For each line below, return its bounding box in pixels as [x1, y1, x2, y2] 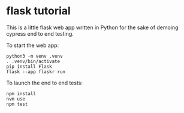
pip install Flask [6, 64, 52, 70]
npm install [6, 90, 36, 96]
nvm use [6, 96, 26, 102]
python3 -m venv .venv [6, 53, 63, 59]
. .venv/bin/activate [6, 58, 61, 64]
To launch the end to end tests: [6, 79, 83, 86]
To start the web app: [6, 42, 59, 49]
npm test [6, 101, 28, 107]
